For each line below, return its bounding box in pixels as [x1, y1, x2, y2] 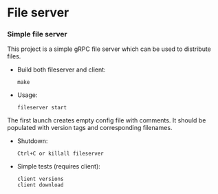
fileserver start [17, 105, 67, 111]
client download [17, 182, 64, 188]
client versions [17, 175, 64, 183]
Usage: [17, 91, 38, 99]
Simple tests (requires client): [17, 162, 101, 171]
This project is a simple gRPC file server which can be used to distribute [7, 45, 212, 53]
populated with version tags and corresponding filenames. [7, 124, 173, 132]
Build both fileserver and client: [17, 65, 106, 74]
